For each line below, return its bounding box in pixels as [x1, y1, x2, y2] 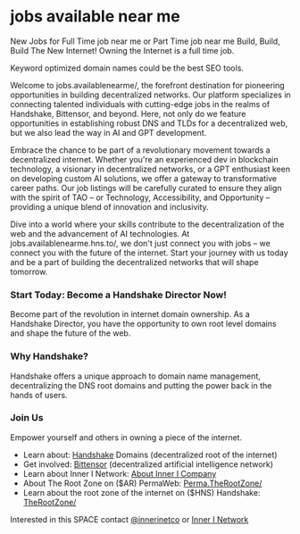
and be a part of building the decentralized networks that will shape [10, 256, 259, 267]
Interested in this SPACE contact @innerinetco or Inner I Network [10, 513, 249, 524]
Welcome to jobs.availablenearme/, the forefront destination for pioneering [10, 79, 285, 90]
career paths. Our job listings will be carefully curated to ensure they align [10, 182, 282, 193]
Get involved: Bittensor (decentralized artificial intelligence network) [22, 458, 274, 470]
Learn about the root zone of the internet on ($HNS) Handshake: [22, 487, 261, 497]
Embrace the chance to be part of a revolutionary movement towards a [10, 145, 271, 155]
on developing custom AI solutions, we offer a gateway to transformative [10, 172, 278, 184]
